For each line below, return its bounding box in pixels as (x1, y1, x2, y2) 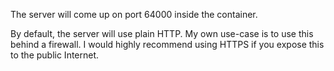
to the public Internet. (10, 49, 100, 61)
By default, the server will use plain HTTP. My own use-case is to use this (10, 28, 314, 39)
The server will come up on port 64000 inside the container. (10, 9, 258, 20)
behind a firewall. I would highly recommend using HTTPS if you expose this (10, 39, 325, 50)
